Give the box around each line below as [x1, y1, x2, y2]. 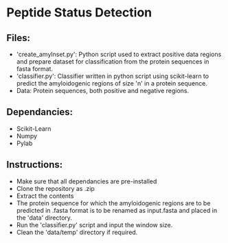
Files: [6, 32, 30, 44]
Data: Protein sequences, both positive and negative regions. [16, 87, 190, 94]
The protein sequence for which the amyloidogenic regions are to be [16, 199, 211, 207]
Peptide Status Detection [6, 5, 152, 21]
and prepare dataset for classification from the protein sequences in [16, 57, 209, 66]
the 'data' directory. [16, 214, 73, 222]
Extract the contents [16, 192, 74, 200]
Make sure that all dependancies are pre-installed [16, 177, 157, 186]
